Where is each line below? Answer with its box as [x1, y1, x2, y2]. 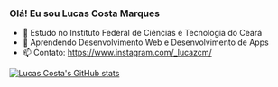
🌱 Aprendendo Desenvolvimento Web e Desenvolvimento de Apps [22, 37, 269, 48]
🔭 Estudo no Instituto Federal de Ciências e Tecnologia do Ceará [22, 28, 263, 39]
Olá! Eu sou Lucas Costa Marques [9, 7, 161, 20]
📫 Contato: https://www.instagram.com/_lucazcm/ [22, 48, 212, 58]
